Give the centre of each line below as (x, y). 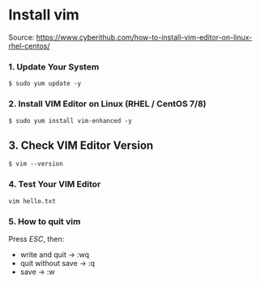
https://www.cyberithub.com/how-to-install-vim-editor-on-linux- (144, 37)
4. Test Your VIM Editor (55, 184)
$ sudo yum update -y (45, 84)
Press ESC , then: (36, 239)
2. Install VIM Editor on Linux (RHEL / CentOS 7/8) (107, 104)
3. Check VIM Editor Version (81, 145)
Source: (21, 37)
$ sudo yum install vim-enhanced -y (70, 120)
